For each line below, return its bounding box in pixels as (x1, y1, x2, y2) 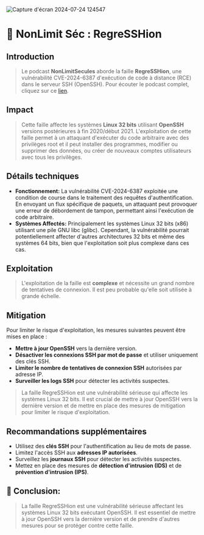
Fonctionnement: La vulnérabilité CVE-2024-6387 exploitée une (15, 187, 178, 195)
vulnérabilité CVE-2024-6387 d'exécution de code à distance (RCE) (21, 74, 192, 81)
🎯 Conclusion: (6, 486, 61, 497)
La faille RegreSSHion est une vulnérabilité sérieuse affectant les (21, 502, 184, 509)
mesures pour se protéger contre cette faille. (21, 522, 134, 529)
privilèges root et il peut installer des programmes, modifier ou (21, 140, 178, 148)
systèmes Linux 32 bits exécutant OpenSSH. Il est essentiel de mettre (21, 509, 196, 516)
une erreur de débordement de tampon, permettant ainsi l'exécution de (15, 206, 194, 214)
